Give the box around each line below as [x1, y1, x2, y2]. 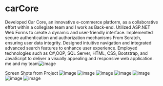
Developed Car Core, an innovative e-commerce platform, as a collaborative [5, 19, 158, 25]
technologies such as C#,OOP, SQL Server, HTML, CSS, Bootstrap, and [5, 50, 148, 56]
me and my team [5, 61, 39, 66]
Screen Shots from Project [5, 70, 59, 76]
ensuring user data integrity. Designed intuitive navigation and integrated [5, 40, 152, 45]
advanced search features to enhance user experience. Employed [5, 45, 138, 51]
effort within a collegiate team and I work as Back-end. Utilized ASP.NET [5, 24, 150, 30]
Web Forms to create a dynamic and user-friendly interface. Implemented [5, 29, 153, 35]
